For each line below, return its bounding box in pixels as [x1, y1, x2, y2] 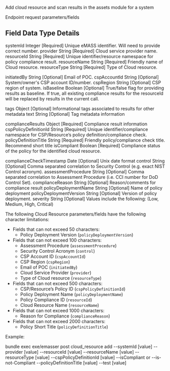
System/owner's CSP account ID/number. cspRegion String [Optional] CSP [5, 79, 161, 86]
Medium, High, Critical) [5, 201, 54, 207]
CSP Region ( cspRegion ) [20, 258, 70, 264]
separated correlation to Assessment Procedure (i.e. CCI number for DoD [5, 174, 158, 180]
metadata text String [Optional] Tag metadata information [5, 111, 125, 117]
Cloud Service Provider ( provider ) [20, 270, 92, 276]
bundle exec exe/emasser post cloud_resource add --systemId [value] [5, 343, 153, 350]
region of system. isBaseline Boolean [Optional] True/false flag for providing [5, 85, 164, 91]
